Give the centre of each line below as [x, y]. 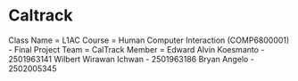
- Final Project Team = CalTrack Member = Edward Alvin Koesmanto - [137, 49]
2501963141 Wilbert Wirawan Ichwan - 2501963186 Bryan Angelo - [132, 59]
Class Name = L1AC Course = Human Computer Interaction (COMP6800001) [149, 40]
